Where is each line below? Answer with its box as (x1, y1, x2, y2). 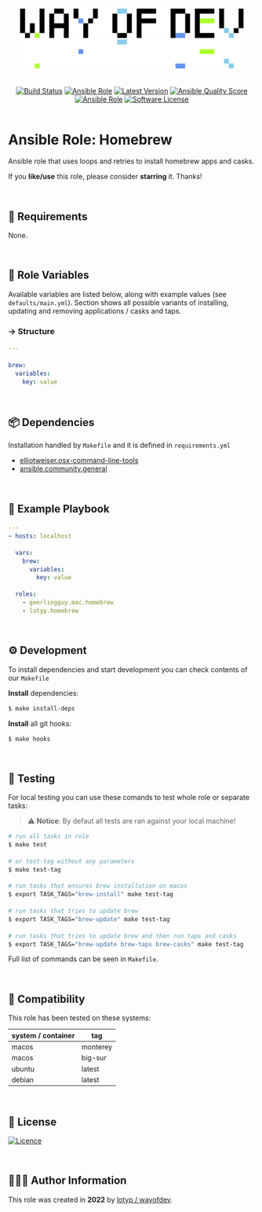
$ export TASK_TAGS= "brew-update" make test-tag (8, 915, 170, 923)
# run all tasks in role (8, 832, 89, 840)
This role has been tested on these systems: (8, 1013, 151, 1023)
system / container (11, 1030, 75, 1040)
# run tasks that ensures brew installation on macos (8, 882, 188, 891)
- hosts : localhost (8, 532, 72, 541)
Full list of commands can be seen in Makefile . (8, 954, 158, 964)
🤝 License (8, 1115, 57, 1129)
